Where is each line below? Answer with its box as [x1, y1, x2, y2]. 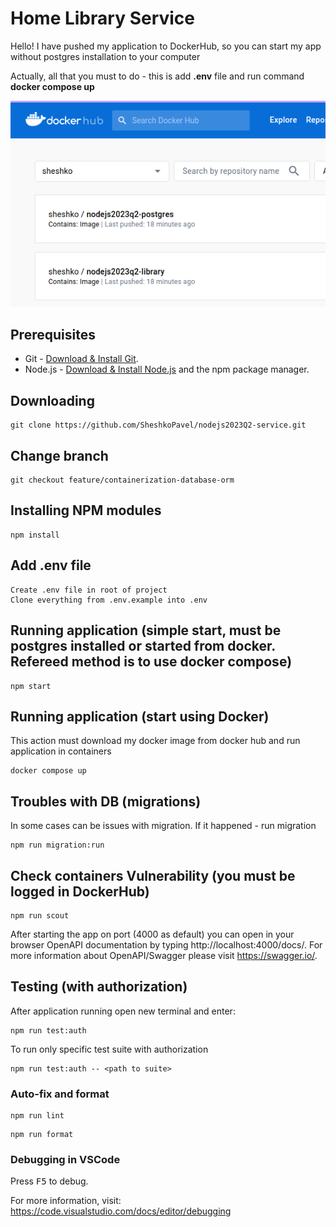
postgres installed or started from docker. [10, 638, 276, 655]
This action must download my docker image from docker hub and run [10, 735, 301, 747]
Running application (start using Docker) [10, 708, 270, 725]
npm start [10, 681, 52, 691]
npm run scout [10, 910, 70, 921]
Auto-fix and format [10, 1087, 110, 1101]
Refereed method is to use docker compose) [10, 653, 293, 671]
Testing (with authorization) [10, 978, 188, 996]
